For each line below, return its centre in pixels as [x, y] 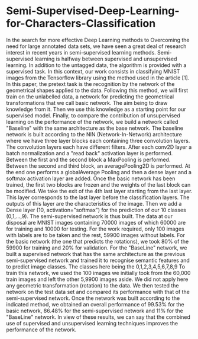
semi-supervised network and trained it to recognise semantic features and [98, 260]
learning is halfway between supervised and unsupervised [106, 59]
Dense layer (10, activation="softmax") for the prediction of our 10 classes [96, 210]
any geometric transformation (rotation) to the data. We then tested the [92, 285]
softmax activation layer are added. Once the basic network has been [91, 178]
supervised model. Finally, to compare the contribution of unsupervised [93, 115]
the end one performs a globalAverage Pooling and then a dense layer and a [99, 172]
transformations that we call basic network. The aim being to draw [87, 103]
